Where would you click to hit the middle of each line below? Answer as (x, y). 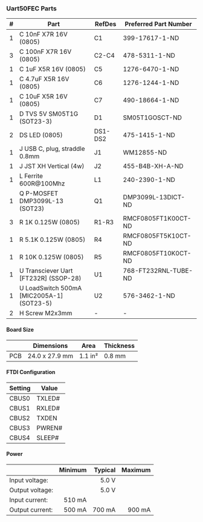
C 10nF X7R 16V (43, 35)
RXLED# (48, 408)
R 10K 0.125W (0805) (51, 257)
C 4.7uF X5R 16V (44, 79)
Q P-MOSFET (39, 193)
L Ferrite (31, 176)
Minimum (73, 470)
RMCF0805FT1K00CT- (157, 218)
